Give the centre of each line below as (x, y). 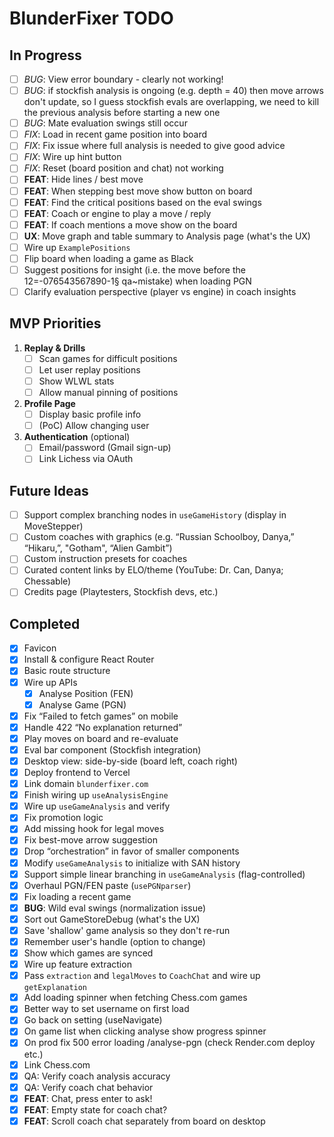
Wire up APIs (50, 682)
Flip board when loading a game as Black (108, 258)
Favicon (40, 648)
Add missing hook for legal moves (94, 829)
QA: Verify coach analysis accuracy (97, 1076)
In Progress (45, 55)
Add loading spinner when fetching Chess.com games (135, 998)
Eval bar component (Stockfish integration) (112, 749)
